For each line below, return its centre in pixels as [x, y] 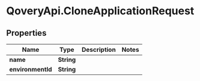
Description [98, 50]
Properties [26, 33]
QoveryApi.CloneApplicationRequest [100, 11]
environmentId [31, 69]
